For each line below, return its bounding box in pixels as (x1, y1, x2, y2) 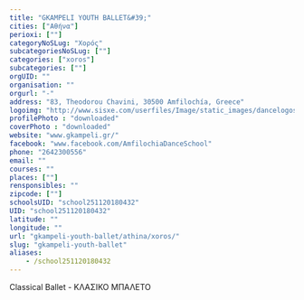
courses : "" (9, 164, 54, 173)
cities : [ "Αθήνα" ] (9, 22, 79, 31)
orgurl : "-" (9, 89, 54, 98)
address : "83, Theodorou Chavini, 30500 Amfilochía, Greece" (9, 97, 245, 107)
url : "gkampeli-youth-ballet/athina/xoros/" (9, 231, 180, 240)
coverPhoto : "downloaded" (9, 123, 111, 132)
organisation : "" (9, 80, 75, 89)
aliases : (9, 248, 43, 258)
